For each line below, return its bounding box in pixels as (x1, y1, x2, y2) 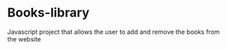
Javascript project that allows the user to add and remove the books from (7, 28, 220, 36)
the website (7, 35, 41, 43)
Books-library (7, 5, 90, 21)
